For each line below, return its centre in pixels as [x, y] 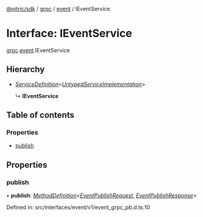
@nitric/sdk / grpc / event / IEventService [59, 9]
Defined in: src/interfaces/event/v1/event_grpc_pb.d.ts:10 [78, 207]
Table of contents [40, 115]
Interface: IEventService [69, 34]
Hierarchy [26, 69]
